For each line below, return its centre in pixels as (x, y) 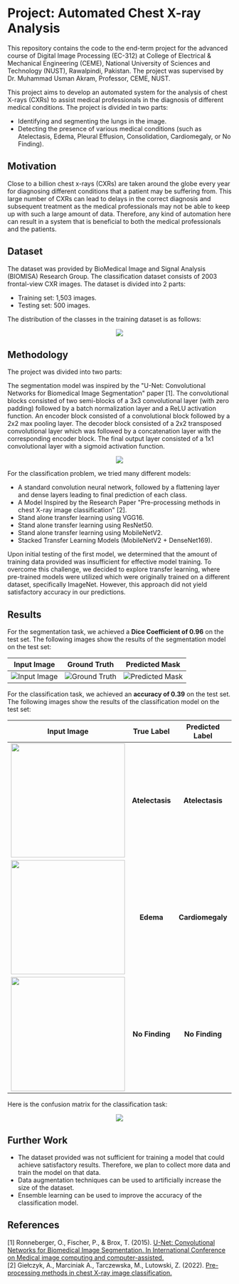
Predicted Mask (153, 665)
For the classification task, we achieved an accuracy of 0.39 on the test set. (119, 694)
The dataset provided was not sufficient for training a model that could (121, 1157)
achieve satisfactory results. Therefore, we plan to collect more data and (124, 1165)
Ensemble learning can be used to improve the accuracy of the (110, 1195)
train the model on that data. (59, 1172)
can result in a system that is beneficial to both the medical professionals (114, 221)
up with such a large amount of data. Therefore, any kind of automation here (119, 214)
